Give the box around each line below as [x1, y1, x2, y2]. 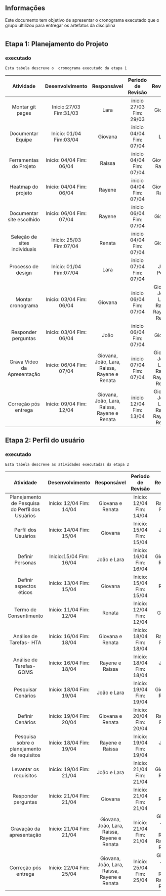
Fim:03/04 [54, 136, 79, 143]
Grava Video [9, 358, 39, 365]
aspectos [14, 583, 36, 590]
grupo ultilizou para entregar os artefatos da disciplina [5, 22, 116, 28]
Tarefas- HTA [9, 639, 41, 646]
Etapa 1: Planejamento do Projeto [5, 40, 109, 48]
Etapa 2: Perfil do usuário [5, 436, 85, 445]
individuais [11, 246, 37, 253]
